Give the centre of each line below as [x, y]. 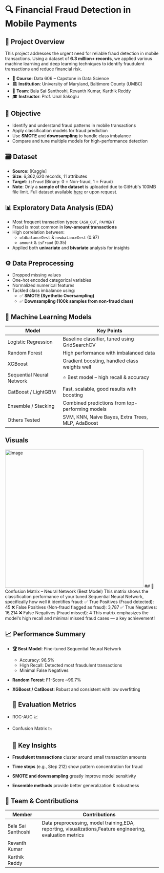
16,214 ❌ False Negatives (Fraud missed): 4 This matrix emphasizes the [77, 613]
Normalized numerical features [43, 285]
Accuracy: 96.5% [37, 660]
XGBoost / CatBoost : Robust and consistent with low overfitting [76, 689]
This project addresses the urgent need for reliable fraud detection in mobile [82, 53]
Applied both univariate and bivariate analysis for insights [71, 248]
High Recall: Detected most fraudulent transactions [71, 665]
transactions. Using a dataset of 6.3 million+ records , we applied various [79, 59]
